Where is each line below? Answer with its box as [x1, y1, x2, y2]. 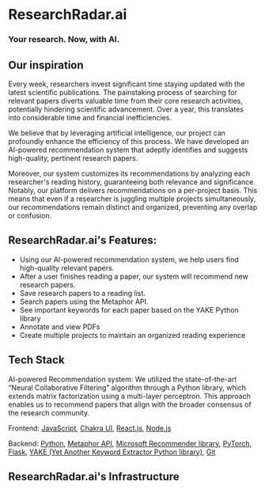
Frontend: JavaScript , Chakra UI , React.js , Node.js [8, 423, 172, 433]
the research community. [8, 407, 89, 417]
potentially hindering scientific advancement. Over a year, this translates [8, 104, 244, 114]
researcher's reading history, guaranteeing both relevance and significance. [8, 176, 256, 187]
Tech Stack [8, 354, 65, 367]
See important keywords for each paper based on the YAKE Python [19, 305, 239, 314]
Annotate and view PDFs [19, 322, 100, 332]
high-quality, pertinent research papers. [8, 153, 138, 163]
